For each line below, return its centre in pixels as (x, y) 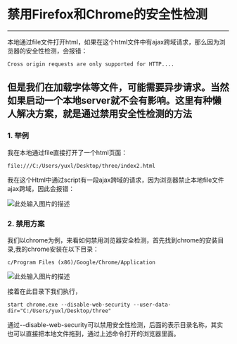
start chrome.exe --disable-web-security (69, 305)
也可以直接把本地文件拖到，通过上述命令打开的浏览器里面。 (94, 333)
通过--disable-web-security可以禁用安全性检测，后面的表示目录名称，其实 (115, 324)
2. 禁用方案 (26, 223)
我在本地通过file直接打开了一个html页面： (68, 152)
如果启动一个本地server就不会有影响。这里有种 (110, 100)
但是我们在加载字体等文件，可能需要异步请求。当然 (118, 88)
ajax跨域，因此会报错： (41, 188)
